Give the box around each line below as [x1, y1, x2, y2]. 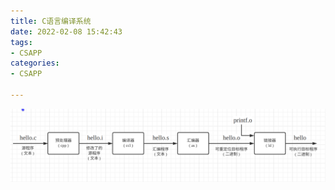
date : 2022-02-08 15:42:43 [10, 26, 123, 37]
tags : [10, 37, 33, 47]
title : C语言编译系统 [10, 16, 92, 26]
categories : [10, 58, 60, 69]
